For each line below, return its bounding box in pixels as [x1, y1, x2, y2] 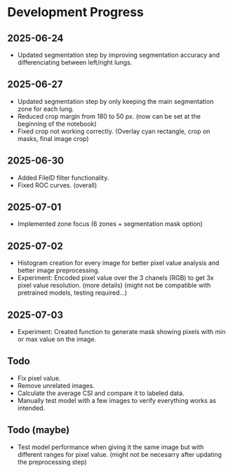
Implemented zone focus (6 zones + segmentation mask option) [17, 220, 204, 228]
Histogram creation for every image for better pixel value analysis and [17, 259, 220, 267]
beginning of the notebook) [17, 119, 97, 128]
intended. [17, 404, 46, 412]
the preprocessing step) [17, 458, 88, 466]
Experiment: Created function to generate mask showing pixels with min [17, 328, 226, 336]
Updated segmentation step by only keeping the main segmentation [17, 97, 214, 105]
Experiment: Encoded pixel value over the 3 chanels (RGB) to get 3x [17, 274, 214, 282]
